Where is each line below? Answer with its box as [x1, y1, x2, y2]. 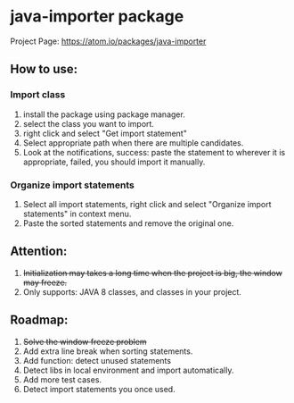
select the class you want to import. [22, 118, 155, 129]
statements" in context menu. [22, 208, 132, 219]
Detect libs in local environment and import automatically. [22, 365, 234, 375]
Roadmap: [10, 313, 69, 328]
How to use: [10, 62, 78, 77]
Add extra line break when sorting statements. [22, 346, 193, 357]
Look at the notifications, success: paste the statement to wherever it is [22, 147, 286, 157]
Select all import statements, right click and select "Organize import [22, 198, 272, 209]
